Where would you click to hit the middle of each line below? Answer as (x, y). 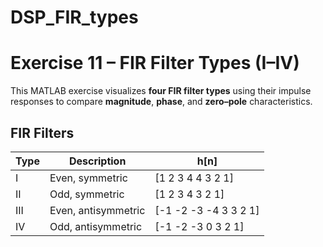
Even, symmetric (88, 178)
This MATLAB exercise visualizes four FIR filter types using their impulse (161, 91)
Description (97, 161)
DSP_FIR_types (74, 17)
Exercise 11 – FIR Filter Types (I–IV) (155, 63)
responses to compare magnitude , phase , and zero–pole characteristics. (161, 102)
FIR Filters (42, 132)
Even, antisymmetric (97, 210)
